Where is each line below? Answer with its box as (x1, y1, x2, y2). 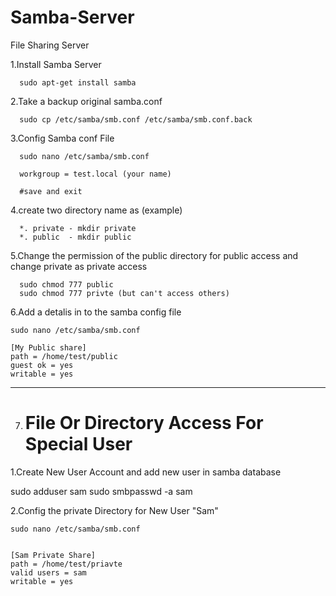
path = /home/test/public (10, 351, 118, 361)
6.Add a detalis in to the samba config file (10, 306, 182, 318)
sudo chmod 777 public (19, 279, 114, 290)
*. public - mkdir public (19, 232, 132, 242)
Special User (24, 433, 133, 456)
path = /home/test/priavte (10, 559, 123, 569)
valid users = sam (10, 567, 87, 578)
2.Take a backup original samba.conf (10, 95, 163, 107)
